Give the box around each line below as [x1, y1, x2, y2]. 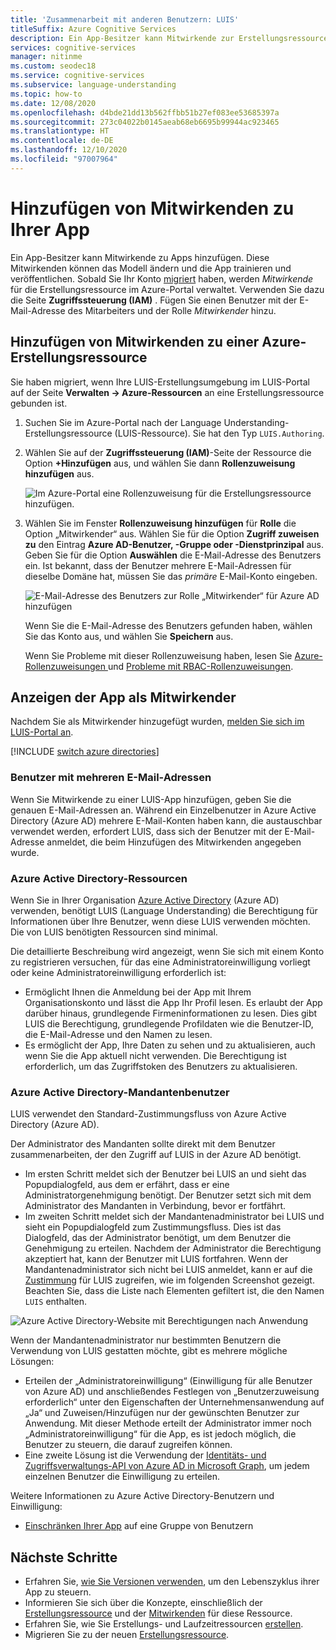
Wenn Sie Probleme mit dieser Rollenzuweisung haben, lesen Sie [24, 649, 293, 661]
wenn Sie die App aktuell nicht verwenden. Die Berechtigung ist [24, 1049, 287, 1061]
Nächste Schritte [10, 1549, 118, 1566]
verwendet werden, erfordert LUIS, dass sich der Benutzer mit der [10, 825, 283, 837]
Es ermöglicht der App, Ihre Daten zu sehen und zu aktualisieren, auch [24, 1039, 316, 1051]
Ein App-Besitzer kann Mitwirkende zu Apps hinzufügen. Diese [10, 251, 270, 263]
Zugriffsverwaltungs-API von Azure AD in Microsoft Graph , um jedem [24, 1460, 310, 1472]
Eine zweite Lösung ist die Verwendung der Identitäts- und [24, 1449, 267, 1461]
